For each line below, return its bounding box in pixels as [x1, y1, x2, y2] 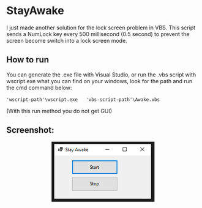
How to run [6, 54, 50, 65]
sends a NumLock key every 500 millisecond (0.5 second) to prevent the [6, 30, 190, 37]
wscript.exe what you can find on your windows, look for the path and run [6, 77, 193, 84]
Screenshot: [6, 125, 54, 135]
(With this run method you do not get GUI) [6, 107, 112, 114]
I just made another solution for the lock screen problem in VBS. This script [6, 24, 196, 31]
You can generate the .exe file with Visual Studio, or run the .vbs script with [6, 71, 196, 78]
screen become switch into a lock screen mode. [6, 37, 127, 44]
